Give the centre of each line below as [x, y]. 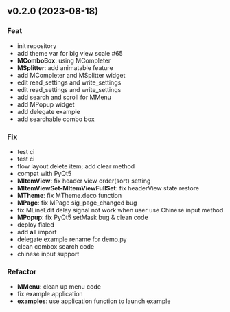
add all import [37, 232]
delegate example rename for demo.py [72, 239]
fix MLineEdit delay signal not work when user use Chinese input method [120, 210]
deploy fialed [35, 224]
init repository [37, 46]
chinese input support [48, 254]
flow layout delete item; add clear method [76, 166]
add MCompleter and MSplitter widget [71, 75]
